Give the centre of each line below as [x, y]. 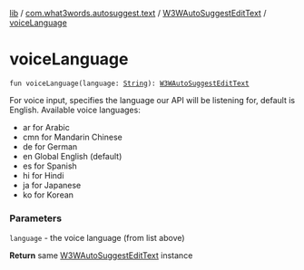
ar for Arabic [46, 127]
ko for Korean [48, 195]
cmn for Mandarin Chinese [72, 137]
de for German [50, 146]
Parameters [35, 218]
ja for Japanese [52, 185]
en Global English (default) [72, 156]
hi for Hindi [43, 175]
